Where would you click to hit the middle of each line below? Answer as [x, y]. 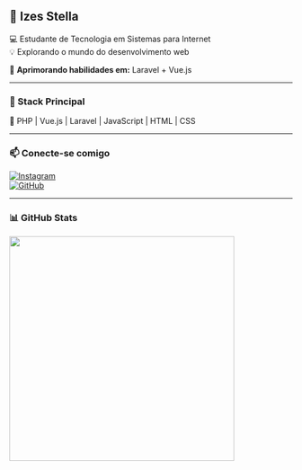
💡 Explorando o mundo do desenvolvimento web [99, 51]
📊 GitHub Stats [44, 218]
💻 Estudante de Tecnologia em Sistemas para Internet [110, 39]
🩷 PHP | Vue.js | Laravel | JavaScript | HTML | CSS [102, 121]
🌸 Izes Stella [44, 17]
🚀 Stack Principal [47, 102]
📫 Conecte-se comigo [60, 154]
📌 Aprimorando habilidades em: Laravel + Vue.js [101, 69]
